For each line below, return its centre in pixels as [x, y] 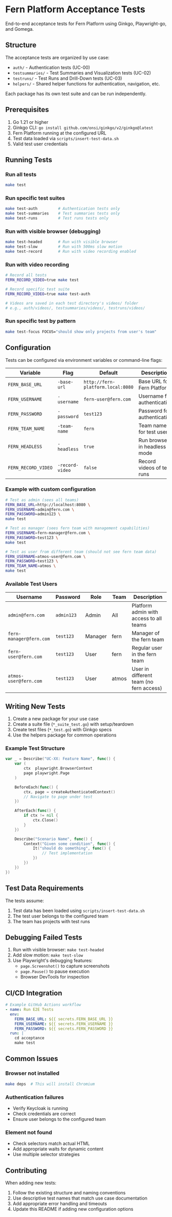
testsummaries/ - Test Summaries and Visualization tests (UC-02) [82, 73]
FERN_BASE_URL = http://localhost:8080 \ [48, 505]
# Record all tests [26, 275]
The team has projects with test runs [51, 921]
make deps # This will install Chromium [50, 1084]
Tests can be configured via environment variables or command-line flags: [84, 360]
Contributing [26, 1170]
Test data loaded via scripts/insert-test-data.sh [66, 138]
